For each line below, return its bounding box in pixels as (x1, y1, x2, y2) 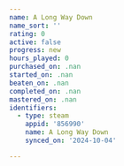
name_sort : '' (9, 21, 62, 30)
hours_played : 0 (9, 54, 69, 63)
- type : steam (17, 111, 69, 120)
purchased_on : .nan (9, 63, 81, 72)
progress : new (9, 46, 62, 55)
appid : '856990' (25, 120, 86, 129)
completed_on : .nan (9, 87, 81, 95)
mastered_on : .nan (9, 94, 77, 104)
